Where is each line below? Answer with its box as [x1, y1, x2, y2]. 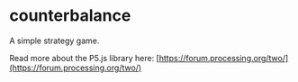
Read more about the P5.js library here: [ [9, 52, 159, 63]
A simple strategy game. [9, 35, 100, 46]
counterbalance [9, 5, 131, 26]
